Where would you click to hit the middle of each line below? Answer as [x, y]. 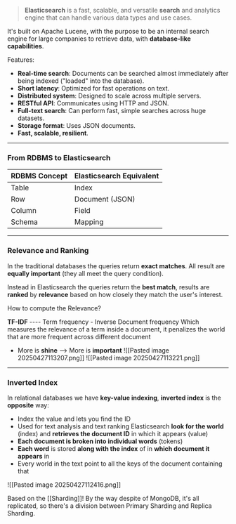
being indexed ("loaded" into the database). [81, 81]
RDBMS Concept [39, 176]
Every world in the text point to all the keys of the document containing [120, 464]
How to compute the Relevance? [54, 308]
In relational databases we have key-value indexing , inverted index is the [114, 398]
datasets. [31, 118]
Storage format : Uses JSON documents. [76, 125]
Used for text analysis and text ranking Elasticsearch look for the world [120, 426]
